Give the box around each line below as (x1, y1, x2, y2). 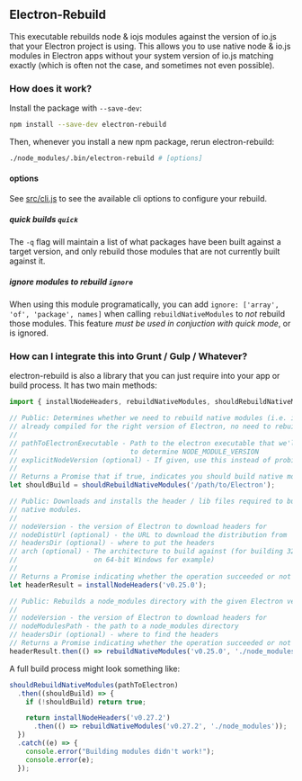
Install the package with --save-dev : (9, 103, 142, 113)
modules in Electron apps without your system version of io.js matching (9, 49, 274, 61)
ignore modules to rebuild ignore (9, 276, 133, 287)
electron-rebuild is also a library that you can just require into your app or (9, 371, 280, 382)
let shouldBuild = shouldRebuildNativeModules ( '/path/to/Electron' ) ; (9, 480, 276, 489)
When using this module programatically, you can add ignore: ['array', (9, 299, 280, 310)
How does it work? (9, 82, 93, 94)
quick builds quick (9, 213, 78, 224)
